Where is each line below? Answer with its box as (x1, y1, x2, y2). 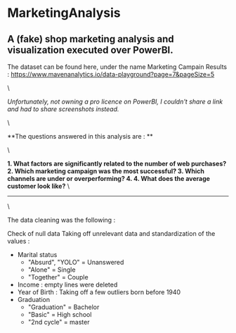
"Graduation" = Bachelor (27, 303, 100, 311)
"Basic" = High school (27, 310, 92, 318)
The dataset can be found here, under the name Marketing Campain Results (7, 63, 227, 71)
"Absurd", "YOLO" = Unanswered (27, 258, 124, 266)
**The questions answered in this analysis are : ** (7, 132, 153, 140)
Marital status (17, 251, 58, 258)
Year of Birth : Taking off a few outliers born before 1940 (17, 288, 181, 296)
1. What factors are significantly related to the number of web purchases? (7, 160, 227, 168)
